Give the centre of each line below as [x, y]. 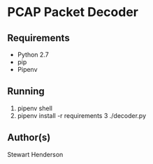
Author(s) [29, 138]
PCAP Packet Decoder [73, 12]
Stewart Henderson [35, 154]
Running [26, 91]
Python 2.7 [33, 54]
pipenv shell [35, 108]
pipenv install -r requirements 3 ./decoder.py [82, 115]
